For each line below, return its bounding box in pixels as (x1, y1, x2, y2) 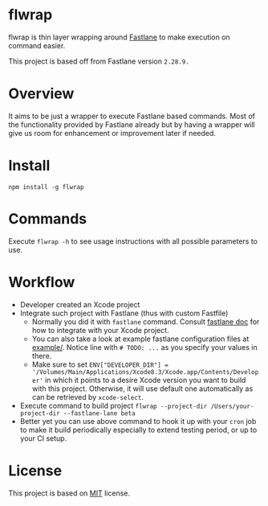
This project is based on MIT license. (8, 488, 131, 498)
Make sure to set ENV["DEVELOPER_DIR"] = (31, 360, 169, 369)
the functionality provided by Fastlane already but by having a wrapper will (8, 119, 255, 130)
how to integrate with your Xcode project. (31, 325, 170, 335)
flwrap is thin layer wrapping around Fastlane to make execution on (8, 32, 230, 42)
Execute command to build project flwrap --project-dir (19, 401, 208, 410)
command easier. (8, 40, 66, 50)
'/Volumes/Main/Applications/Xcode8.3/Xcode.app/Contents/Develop (31, 368, 259, 376)
